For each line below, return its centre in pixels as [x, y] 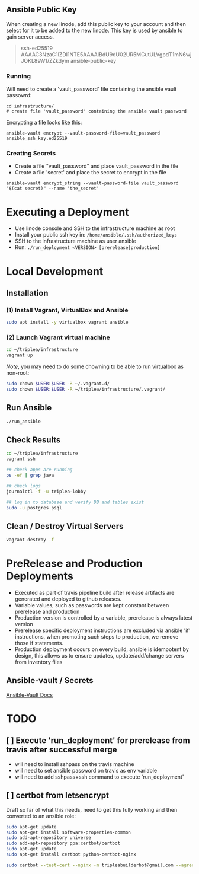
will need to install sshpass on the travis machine [74, 764]
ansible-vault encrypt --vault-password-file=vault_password [83, 133]
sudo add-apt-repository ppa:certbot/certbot [63, 843]
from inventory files [38, 662]
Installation [27, 293]
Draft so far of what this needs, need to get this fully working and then [92, 809]
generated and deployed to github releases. [68, 599]
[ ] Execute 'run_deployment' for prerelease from [98, 741]
